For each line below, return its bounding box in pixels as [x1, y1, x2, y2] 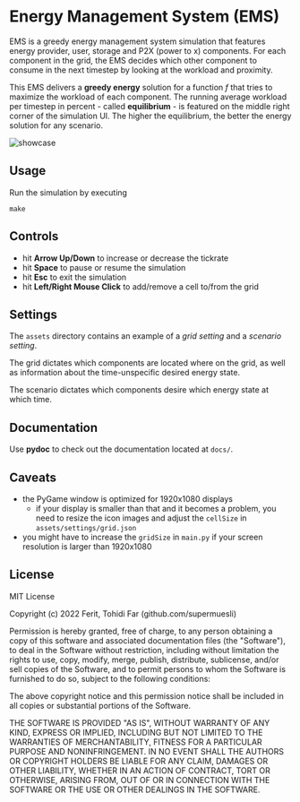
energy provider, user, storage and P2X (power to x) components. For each [9, 45, 287, 56]
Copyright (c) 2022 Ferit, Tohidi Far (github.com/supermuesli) [9, 608, 237, 619]
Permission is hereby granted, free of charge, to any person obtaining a [9, 625, 273, 636]
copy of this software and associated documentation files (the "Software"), [9, 634, 287, 646]
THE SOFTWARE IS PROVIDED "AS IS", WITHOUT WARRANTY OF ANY [9, 717, 270, 728]
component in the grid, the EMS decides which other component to [9, 55, 258, 65]
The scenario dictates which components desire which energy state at [9, 384, 269, 395]
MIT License [9, 591, 56, 601]
